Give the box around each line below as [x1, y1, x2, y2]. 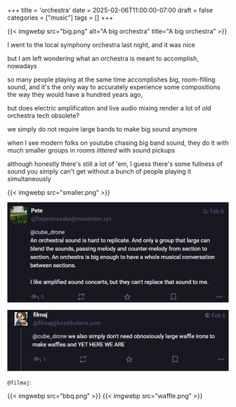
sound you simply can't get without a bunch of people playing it [7, 167, 192, 175]
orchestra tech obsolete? [7, 112, 79, 119]
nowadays [7, 62, 37, 70]
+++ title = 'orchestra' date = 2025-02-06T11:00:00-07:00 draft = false [7, 6, 214, 14]
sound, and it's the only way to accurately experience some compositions [7, 83, 221, 91]
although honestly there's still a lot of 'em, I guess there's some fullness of [7, 160, 223, 168]
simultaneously [7, 175, 51, 183]
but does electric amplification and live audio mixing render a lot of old [7, 104, 211, 112]
